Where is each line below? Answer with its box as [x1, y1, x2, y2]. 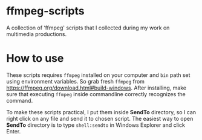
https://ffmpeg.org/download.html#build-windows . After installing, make [6, 84, 186, 91]
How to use [6, 52, 64, 65]
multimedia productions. [6, 30, 67, 37]
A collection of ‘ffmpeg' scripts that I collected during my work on [6, 24, 170, 31]
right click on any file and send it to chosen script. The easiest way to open [6, 115, 194, 122]
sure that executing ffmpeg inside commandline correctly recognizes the [6, 90, 186, 97]
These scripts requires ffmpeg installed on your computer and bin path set [6, 71, 191, 79]
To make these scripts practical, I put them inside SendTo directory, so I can [6, 108, 197, 115]
